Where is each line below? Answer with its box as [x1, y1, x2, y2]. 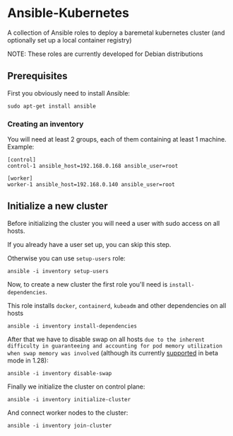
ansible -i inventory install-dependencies [7, 322, 138, 330]
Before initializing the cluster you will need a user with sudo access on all [7, 219, 220, 227]
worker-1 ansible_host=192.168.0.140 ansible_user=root [7, 181, 175, 188]
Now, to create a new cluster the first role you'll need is [7, 280, 168, 288]
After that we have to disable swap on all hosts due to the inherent [7, 335, 205, 343]
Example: [7, 143, 35, 151]
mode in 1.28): [7, 356, 49, 365]
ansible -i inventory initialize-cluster [7, 396, 131, 403]
